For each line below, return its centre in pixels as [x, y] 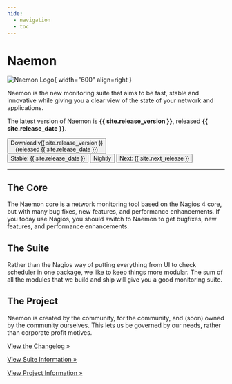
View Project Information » [45, 373]
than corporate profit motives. [50, 332]
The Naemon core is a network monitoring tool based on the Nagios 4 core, [115, 204]
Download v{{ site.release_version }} [57, 143]
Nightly [102, 159]
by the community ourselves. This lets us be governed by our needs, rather [114, 325]
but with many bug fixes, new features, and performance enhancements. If [114, 212]
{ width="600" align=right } [93, 80]
